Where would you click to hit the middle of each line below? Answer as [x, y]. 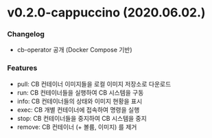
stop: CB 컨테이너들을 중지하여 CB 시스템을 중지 [82, 118]
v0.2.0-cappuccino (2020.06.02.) [106, 13]
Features [22, 68]
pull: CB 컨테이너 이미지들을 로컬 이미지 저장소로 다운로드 [94, 84]
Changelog [26, 34]
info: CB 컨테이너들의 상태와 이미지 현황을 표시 [80, 101]
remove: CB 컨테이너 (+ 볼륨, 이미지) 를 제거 [77, 127]
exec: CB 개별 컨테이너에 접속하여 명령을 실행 [78, 110]
